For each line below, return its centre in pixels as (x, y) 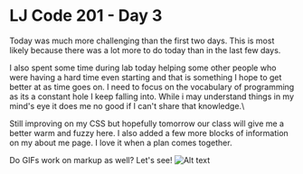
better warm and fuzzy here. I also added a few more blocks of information (149, 133)
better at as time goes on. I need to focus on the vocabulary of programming (152, 87)
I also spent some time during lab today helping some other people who (143, 68)
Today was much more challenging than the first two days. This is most (142, 41)
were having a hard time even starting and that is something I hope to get (146, 77)
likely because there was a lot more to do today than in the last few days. (145, 50)
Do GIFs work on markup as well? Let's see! (91, 160)
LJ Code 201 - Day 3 (86, 16)
